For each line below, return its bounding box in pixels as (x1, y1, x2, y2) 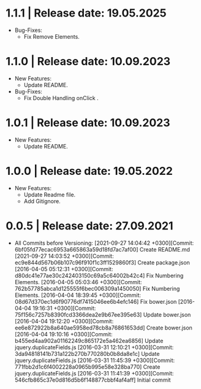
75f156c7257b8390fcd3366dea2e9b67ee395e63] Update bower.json (14, 310, 191, 318)
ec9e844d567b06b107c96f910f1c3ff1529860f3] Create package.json (14, 258, 191, 266)
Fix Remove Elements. (23, 33, 80, 40)
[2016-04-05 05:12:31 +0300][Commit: (14, 265, 113, 272)
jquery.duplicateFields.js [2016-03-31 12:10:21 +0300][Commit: (14, 344, 174, 351)
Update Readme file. (23, 191, 76, 198)
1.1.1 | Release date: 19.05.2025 (6, 6, 167, 20)
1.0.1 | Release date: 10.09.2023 (6, 116, 170, 130)
